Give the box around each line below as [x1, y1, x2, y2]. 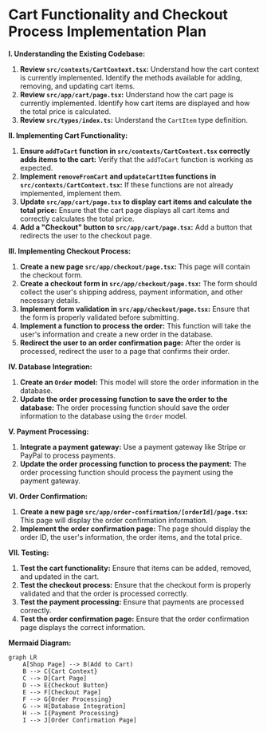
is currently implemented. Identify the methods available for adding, [19, 73, 243, 82]
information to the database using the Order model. [19, 411, 187, 420]
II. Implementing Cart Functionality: [8, 130, 128, 140]
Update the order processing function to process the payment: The [19, 458, 247, 468]
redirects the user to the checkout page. [19, 230, 153, 240]
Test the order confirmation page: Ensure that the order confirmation [19, 614, 249, 624]
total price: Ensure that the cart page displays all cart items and [19, 205, 230, 214]
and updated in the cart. [19, 572, 100, 581]
